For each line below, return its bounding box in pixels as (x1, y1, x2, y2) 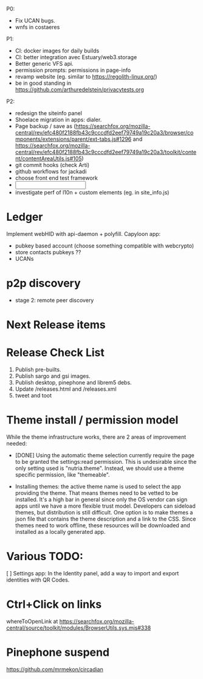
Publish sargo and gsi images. (15, 372, 91, 380)
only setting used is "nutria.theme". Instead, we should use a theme (15, 464, 184, 472)
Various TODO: (6, 550, 84, 563)
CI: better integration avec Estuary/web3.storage (15, 54, 137, 60)
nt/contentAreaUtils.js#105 (15, 155, 82, 162)
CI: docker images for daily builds (15, 47, 100, 54)
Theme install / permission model (6, 413, 179, 427)
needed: (6, 439, 27, 447)
